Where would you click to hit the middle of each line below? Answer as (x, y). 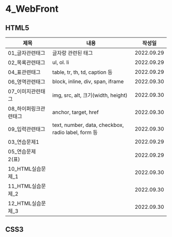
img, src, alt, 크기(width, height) (90, 95)
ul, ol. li (60, 62)
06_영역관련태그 (27, 82)
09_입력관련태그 (27, 129)
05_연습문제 (22, 152)
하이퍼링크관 (31, 109)
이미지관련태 (31, 91)
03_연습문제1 (24, 142)
